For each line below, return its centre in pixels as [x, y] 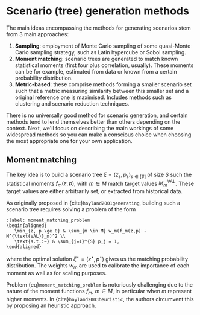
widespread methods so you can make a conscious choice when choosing [99, 135]
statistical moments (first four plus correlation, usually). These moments [104, 65]
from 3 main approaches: [38, 34]
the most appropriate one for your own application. [69, 141]
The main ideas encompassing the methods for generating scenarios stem [98, 28]
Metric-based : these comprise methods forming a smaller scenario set [103, 84]
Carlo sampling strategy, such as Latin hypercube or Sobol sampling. [100, 52]
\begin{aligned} [27, 226]
